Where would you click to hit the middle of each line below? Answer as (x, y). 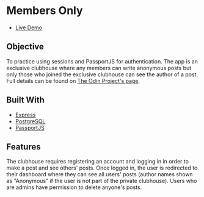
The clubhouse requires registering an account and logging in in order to (98, 162)
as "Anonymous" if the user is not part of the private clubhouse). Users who (102, 181)
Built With (25, 100)
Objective (25, 47)
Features (24, 147)
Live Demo (29, 27)
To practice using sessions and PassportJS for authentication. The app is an (102, 61)
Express (25, 115)
